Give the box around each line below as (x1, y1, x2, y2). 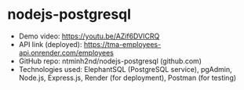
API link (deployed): (18, 39, 83, 49)
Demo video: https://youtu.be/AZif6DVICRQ (18, 31, 160, 41)
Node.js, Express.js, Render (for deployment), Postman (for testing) (18, 73, 237, 82)
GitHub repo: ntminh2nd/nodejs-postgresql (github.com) (18, 56, 202, 66)
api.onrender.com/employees (18, 48, 115, 57)
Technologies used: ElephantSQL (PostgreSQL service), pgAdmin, (18, 64, 232, 74)
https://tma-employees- (83, 39, 162, 49)
